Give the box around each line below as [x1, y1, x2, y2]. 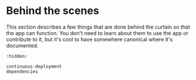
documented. [6, 42, 39, 49]
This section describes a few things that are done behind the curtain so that [6, 23, 191, 30]
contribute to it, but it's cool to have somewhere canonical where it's [6, 36, 173, 43]
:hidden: [6, 53, 28, 59]
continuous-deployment [6, 63, 62, 69]
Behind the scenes [6, 4, 99, 18]
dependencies [6, 68, 38, 74]
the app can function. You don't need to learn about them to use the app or [6, 29, 189, 36]
